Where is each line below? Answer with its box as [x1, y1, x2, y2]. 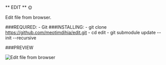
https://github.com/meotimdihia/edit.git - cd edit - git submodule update [5, 30, 156, 35]
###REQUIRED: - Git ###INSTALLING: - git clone [5, 24, 107, 30]
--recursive [12, 35, 36, 41]
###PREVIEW [5, 45, 34, 50]
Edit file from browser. [5, 15, 52, 20]
